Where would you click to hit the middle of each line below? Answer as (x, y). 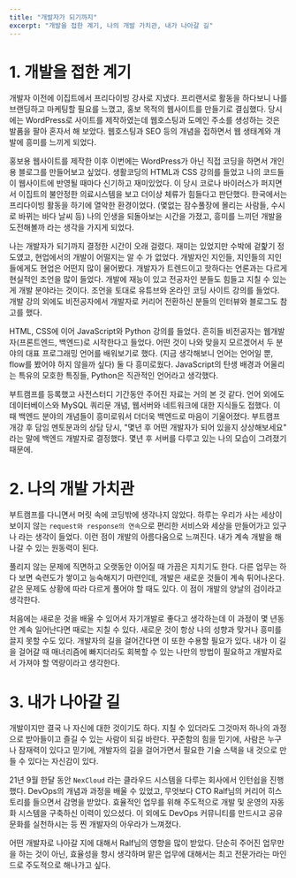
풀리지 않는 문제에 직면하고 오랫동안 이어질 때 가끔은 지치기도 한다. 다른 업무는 (144, 567)
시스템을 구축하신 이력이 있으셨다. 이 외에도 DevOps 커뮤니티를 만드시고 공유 (151, 813)
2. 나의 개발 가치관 (72, 489)
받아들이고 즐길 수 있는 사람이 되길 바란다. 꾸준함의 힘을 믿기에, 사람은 (145, 739)
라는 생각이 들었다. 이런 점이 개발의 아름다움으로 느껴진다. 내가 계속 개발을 (145, 537)
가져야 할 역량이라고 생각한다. (69, 663)
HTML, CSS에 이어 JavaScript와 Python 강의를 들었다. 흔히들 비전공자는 (136, 332)
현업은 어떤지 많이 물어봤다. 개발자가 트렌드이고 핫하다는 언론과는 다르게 (163, 268)
